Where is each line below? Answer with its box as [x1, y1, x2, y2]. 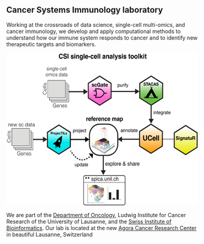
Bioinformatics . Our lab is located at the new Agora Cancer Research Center [6, 224, 197, 231]
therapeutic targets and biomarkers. [6, 40, 96, 48]
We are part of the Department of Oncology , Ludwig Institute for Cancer [6, 211, 186, 218]
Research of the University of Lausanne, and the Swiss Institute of [6, 218, 172, 225]
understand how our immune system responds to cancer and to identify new [6, 34, 198, 41]
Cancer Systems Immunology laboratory [6, 5, 163, 15]
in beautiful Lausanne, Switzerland [6, 231, 93, 238]
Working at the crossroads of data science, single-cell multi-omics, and [6, 21, 185, 28]
